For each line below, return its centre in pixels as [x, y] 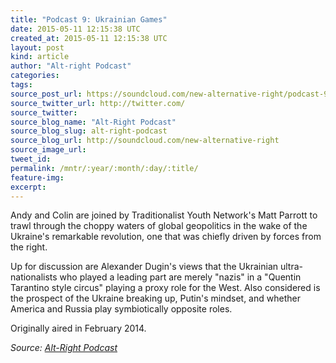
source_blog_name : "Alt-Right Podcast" [93, 122]
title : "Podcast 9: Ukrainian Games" [89, 19]
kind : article [40, 57]
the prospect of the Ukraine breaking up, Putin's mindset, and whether [155, 298]
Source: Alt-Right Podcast [64, 348]
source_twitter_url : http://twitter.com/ [98, 103]
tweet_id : [31, 159]
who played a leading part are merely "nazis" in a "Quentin [180, 277]
